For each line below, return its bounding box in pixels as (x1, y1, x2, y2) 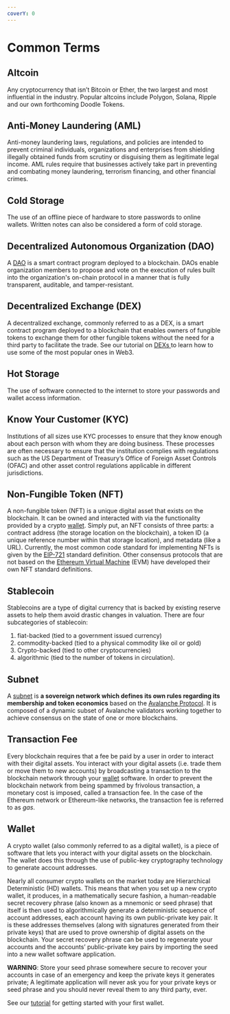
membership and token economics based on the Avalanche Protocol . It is (7, 699, 217, 707)
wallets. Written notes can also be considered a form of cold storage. (7, 220, 203, 229)
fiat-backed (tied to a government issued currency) (16, 632, 163, 640)
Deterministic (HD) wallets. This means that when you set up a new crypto (7, 884, 218, 892)
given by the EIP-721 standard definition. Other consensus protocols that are (7, 550, 223, 559)
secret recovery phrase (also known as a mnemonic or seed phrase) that (7, 898, 213, 907)
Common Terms (7, 39, 101, 55)
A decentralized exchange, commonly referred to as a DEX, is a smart (7, 318, 204, 327)
